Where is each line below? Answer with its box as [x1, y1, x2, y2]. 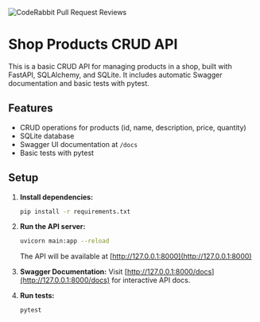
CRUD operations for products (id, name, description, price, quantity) [19, 122, 246, 132]
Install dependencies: [19, 192, 94, 202]
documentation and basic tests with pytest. [8, 78, 149, 87]
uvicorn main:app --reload [19, 237, 110, 246]
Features [8, 102, 53, 115]
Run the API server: [19, 222, 86, 231]
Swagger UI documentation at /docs [19, 139, 138, 149]
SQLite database [19, 131, 75, 141]
